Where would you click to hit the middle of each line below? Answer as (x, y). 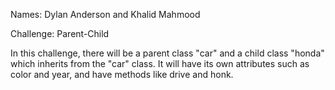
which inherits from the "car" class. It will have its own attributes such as (160, 63)
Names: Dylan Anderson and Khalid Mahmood (105, 14)
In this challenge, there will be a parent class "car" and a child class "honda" (167, 53)
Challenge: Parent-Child (60, 33)
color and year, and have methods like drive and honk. (122, 74)
